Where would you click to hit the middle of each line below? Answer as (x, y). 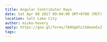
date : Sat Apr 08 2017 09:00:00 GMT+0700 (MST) (54, 14)
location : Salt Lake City (31, 18)
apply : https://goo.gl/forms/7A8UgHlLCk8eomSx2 (54, 28)
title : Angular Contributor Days (39, 9)
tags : (10, 32)
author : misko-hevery (27, 23)
